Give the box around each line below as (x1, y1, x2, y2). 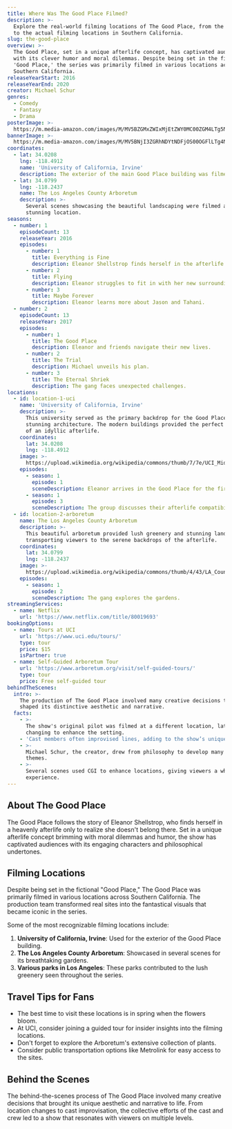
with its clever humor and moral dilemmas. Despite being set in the (13, 55, 217, 62)
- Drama (13, 113, 36, 119)
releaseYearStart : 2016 (7, 74, 76, 81)
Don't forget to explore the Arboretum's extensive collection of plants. (17, 1039, 216, 1047)
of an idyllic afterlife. (25, 427, 100, 434)
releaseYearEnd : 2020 (7, 81, 70, 88)
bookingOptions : (7, 620, 54, 627)
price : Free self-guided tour (19, 677, 107, 684)
